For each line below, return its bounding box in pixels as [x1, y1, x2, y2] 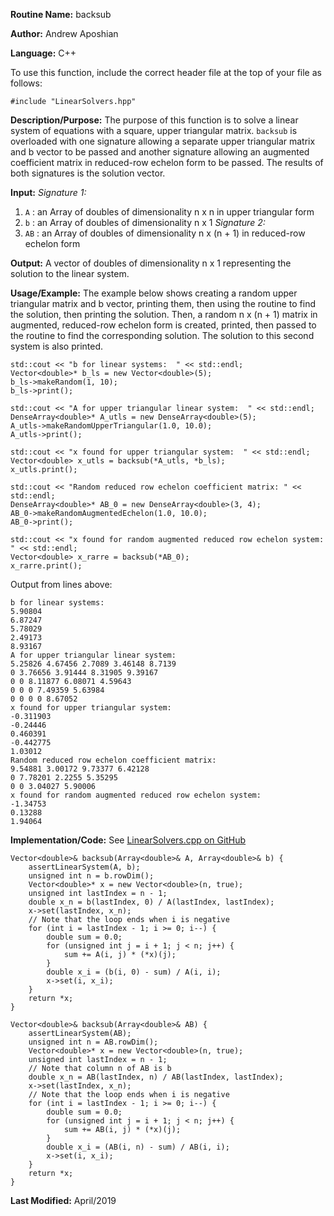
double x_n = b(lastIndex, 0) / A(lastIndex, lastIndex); [28, 897, 275, 907]
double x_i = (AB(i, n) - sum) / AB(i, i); [46, 1142, 230, 1152]
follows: [10, 77, 43, 89]
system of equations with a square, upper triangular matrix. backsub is [10, 125, 298, 136]
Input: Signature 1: [10, 187, 87, 198]
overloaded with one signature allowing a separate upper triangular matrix [10, 135, 316, 147]
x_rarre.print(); [10, 561, 83, 571]
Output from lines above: [10, 579, 113, 590]
